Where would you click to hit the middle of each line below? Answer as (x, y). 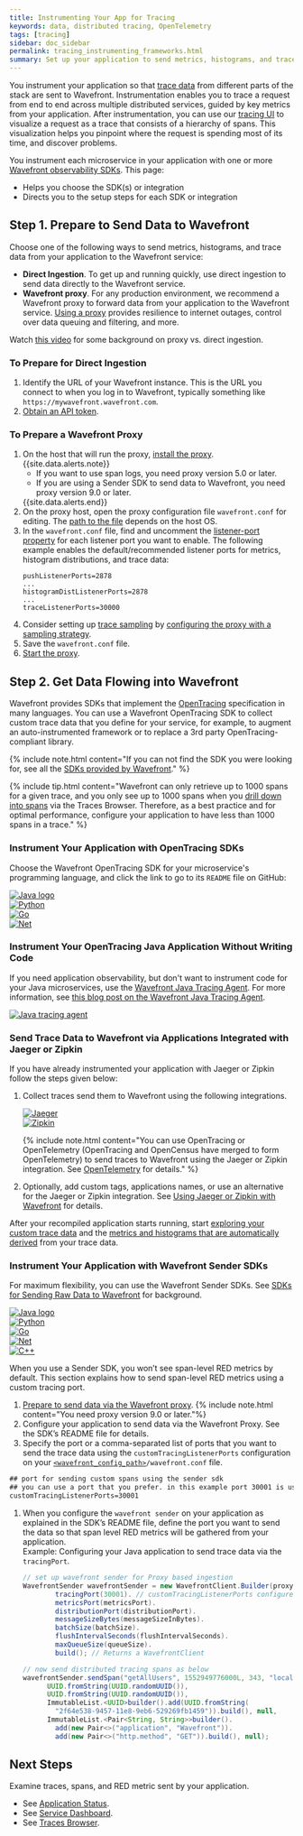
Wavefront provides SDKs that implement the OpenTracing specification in (147, 704)
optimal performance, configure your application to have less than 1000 (142, 815)
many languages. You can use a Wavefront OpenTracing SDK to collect (141, 713)
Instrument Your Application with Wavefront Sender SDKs (139, 1266)
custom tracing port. (47, 1388)
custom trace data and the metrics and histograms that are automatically (144, 1233)
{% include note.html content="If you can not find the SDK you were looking (151, 760)
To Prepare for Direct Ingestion (78, 363)
